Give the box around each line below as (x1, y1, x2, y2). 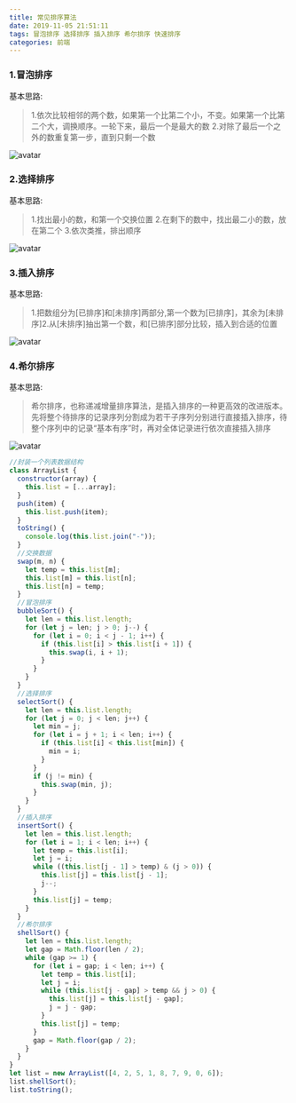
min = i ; (48, 747, 82, 756)
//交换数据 (17, 549, 52, 558)
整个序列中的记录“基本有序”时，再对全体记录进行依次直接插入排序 (30, 423, 272, 433)
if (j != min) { (32, 772, 93, 781)
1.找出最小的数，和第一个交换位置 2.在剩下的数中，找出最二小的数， (30, 214, 279, 225)
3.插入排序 (9, 266, 55, 279)
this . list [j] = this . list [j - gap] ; (48, 995, 184, 1004)
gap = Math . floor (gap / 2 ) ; (32, 1036, 137, 1044)
